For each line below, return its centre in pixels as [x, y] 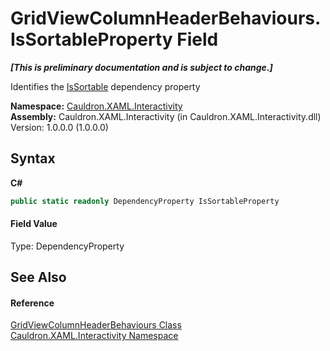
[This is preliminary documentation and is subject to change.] [141, 67]
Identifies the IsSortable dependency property [105, 86]
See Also [38, 277]
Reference [32, 303]
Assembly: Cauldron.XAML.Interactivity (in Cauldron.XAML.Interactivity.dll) [166, 116]
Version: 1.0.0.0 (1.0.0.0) [59, 127]
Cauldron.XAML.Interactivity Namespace [94, 336]
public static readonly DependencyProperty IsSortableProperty [145, 201]
